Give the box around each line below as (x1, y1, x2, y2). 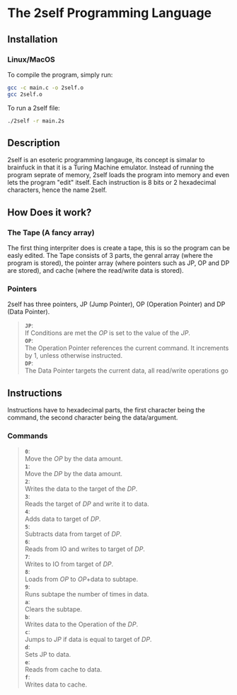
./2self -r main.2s (7, 117, 65, 125)
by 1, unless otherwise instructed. (24, 351, 122, 360)
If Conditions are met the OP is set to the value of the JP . (24, 329, 191, 337)
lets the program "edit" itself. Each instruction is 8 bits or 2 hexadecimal (7, 179, 216, 187)
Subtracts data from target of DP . (24, 530, 122, 538)
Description (7, 137, 60, 149)
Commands (7, 431, 48, 441)
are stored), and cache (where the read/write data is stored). (7, 266, 184, 274)
